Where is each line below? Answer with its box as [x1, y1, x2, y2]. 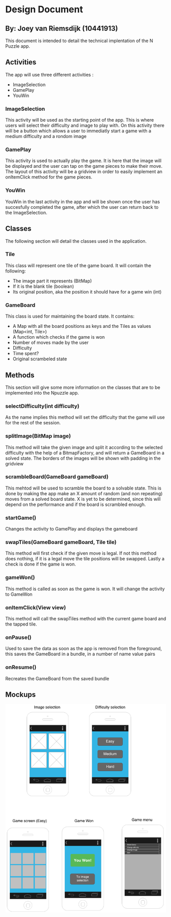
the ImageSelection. [5, 209, 47, 216]
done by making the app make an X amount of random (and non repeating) [5, 490, 163, 496]
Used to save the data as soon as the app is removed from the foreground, [5, 646, 162, 652]
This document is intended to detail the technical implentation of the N [5, 37, 153, 44]
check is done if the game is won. [5, 561, 77, 568]
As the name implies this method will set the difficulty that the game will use [5, 414, 165, 420]
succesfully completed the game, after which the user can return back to [5, 204, 159, 210]
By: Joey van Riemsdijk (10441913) [5, 24, 118, 33]
